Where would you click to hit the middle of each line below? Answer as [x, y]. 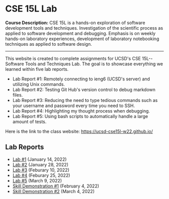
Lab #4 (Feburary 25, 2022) [41, 175]
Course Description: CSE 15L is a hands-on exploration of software [75, 23]
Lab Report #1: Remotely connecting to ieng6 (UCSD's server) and [81, 79]
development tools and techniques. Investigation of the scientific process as [84, 28]
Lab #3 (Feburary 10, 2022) [41, 170]
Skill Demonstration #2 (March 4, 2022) [53, 191]
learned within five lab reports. [37, 69]
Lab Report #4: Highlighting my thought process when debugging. [81, 111]
